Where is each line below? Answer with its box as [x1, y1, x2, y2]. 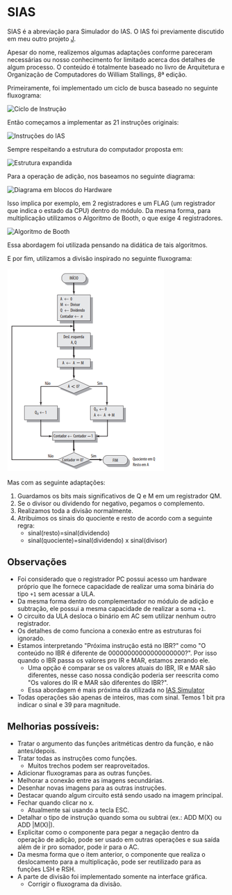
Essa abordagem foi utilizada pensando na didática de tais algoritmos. [7, 241, 208, 249]
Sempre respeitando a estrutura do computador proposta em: [7, 145, 184, 153]
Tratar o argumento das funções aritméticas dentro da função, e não [17, 739, 214, 747]
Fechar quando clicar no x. [17, 798, 94, 807]
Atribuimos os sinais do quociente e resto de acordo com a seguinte [17, 514, 213, 522]
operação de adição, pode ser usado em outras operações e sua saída [17, 835, 220, 843]
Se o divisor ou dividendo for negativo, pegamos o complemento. [17, 499, 205, 507]
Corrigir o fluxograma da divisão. [27, 880, 122, 888]
